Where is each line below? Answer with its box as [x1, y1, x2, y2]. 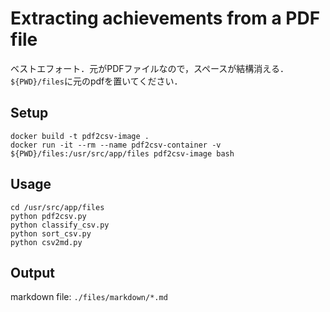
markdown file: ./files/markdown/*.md [10, 291, 168, 303]
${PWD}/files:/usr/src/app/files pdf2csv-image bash [10, 148, 235, 159]
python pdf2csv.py [10, 211, 87, 221]
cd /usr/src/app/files [10, 202, 105, 212]
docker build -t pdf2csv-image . [10, 131, 150, 141]
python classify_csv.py [10, 220, 110, 230]
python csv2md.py [10, 237, 83, 247]
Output [10, 264, 55, 281]
